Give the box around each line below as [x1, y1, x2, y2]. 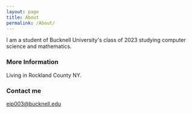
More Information [6, 58, 59, 66]
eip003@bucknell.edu [6, 100, 62, 107]
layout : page [6, 8, 39, 15]
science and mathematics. [6, 43, 72, 50]
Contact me [6, 87, 42, 95]
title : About [6, 14, 39, 20]
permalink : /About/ [6, 20, 56, 26]
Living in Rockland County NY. [6, 72, 82, 79]
